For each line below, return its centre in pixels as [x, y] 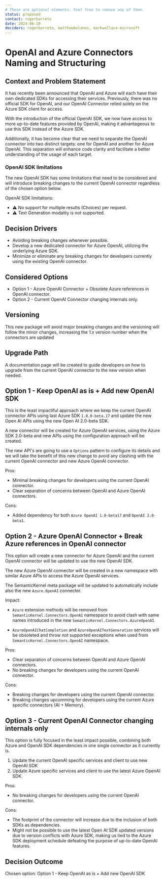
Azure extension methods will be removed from [60, 610]
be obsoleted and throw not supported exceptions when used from [80, 635]
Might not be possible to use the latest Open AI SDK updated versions [83, 830]
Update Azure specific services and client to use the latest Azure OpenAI [86, 771]
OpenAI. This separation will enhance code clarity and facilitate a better [78, 149]
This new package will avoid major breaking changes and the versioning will [82, 326]
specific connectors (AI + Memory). [48, 705]
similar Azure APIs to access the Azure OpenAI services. [62, 576]
